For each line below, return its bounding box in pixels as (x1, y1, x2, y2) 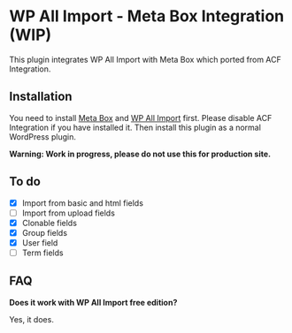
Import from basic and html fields (21, 197, 144, 208)
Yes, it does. (9, 314, 55, 324)
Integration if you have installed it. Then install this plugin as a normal (9, 122, 261, 132)
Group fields (21, 227, 68, 238)
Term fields (21, 247, 64, 258)
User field (21, 237, 58, 248)
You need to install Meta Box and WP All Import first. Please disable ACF (9, 112, 273, 123)
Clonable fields (21, 217, 78, 228)
